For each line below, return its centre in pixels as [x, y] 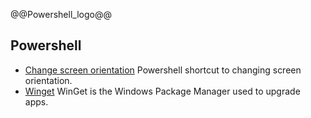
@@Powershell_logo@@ [61, 14]
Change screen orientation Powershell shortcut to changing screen [163, 70]
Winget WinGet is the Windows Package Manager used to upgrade [162, 91]
